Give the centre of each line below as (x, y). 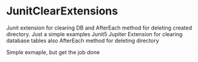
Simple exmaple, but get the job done (53, 52)
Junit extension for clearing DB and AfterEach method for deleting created (99, 28)
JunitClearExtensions (62, 11)
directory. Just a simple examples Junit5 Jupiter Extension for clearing (94, 34)
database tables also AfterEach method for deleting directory (83, 40)
